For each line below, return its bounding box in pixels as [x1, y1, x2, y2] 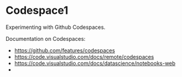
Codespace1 [5, 4, 68, 17]
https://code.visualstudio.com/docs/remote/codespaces [14, 53, 154, 60]
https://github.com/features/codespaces [14, 46, 115, 54]
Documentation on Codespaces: [5, 35, 86, 42]
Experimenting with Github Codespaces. [5, 23, 106, 31]
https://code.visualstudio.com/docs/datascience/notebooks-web [14, 60, 175, 67]
